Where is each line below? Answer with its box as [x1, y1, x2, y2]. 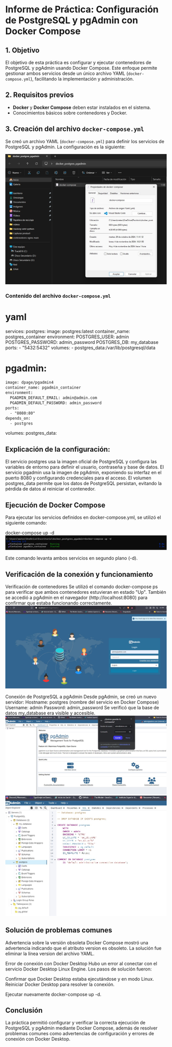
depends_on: [5, 416, 31, 421]
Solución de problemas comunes [5, 926, 113, 935]
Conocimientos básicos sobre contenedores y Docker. [12, 109, 127, 116]
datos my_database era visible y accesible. [5, 710, 96, 716]
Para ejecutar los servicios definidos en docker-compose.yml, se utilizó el [5, 514, 161, 520]
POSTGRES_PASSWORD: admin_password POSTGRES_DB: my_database [5, 339, 159, 345]
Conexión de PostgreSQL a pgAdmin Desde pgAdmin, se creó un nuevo [5, 694, 157, 700]
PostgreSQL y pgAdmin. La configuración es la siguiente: [5, 144, 126, 150]
